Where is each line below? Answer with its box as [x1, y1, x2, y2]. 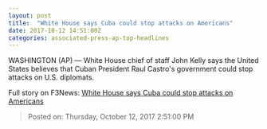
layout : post [8, 11, 52, 20]
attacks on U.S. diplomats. [8, 72, 94, 82]
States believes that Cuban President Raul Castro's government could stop [8, 64, 253, 74]
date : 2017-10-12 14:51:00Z [8, 26, 102, 34]
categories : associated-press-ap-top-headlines [8, 33, 170, 42]
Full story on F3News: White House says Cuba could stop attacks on [8, 88, 234, 98]
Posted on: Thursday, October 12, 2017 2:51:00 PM [27, 112, 194, 122]
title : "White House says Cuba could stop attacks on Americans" [8, 19, 234, 27]
